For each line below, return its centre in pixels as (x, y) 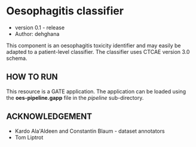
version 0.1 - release (39, 27)
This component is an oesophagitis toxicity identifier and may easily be (94, 45)
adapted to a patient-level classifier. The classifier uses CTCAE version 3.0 (98, 51)
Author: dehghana (37, 33)
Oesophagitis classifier (65, 11)
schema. (17, 58)
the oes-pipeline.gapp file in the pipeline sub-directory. (75, 97)
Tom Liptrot (29, 137)
